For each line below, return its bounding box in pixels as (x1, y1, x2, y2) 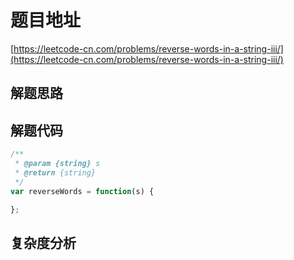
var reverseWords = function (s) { (10, 186, 155, 196)
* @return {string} (14, 167, 97, 178)
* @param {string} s (14, 159, 101, 169)
